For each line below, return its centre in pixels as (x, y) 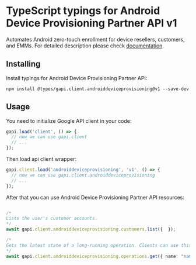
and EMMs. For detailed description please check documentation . (85, 46)
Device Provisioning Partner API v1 (92, 23)
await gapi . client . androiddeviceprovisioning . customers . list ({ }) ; (91, 229)
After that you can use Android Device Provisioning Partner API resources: (95, 197)
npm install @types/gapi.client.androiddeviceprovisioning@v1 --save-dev (98, 89)
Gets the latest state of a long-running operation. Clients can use (92, 245)
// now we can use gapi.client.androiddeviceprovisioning (83, 175)
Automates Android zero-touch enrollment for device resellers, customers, (95, 39)
